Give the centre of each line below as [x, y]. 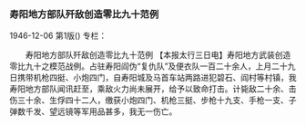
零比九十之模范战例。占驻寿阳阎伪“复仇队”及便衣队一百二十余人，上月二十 [149, 66]
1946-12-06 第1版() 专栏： [58, 36]
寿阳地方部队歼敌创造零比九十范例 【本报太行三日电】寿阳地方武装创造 [158, 55]
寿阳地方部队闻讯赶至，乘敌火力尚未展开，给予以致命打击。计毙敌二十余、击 [153, 89]
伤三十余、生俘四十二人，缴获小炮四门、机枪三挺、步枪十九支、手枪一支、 [149, 101]
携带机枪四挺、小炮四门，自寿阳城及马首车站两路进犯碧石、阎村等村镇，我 [157, 78]
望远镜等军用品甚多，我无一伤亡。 [113, 111]
